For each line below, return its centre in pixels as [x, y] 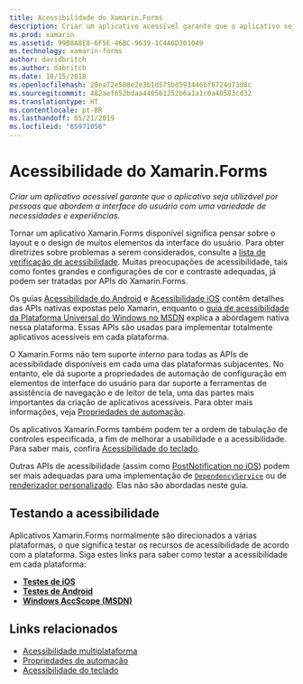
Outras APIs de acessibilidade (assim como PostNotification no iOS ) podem [150, 466]
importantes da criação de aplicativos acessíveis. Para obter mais [131, 402]
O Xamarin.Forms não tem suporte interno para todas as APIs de [129, 354]
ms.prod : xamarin [42, 34]
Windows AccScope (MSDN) [77, 600]
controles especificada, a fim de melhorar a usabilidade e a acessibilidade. [148, 439]
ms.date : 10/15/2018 [48, 77]
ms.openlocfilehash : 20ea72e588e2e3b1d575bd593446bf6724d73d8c [131, 85]
